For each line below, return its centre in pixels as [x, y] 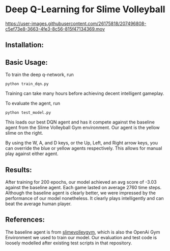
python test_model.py [28, 113]
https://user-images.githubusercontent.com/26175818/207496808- [76, 23]
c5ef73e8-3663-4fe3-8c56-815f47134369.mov [55, 29]
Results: [19, 170]
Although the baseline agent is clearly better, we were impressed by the [81, 193]
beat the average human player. [39, 204]
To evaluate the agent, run [33, 104]
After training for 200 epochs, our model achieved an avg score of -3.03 [81, 182]
